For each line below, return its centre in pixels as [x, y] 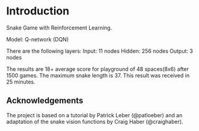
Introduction [38, 11]
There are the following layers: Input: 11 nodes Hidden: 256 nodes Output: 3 [100, 51]
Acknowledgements [45, 101]
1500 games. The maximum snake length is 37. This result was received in [98, 75]
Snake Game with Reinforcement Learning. [59, 28]
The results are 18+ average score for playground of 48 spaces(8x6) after [98, 69]
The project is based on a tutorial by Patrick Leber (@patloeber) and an [94, 115]
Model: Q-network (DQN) [38, 39]
